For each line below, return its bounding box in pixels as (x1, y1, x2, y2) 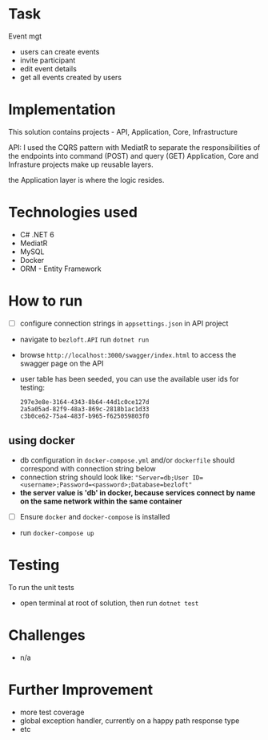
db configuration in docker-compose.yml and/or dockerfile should (19, 455, 235, 465)
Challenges (8, 626, 86, 644)
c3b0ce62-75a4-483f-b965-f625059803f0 (19, 412, 150, 420)
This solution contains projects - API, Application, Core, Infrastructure (8, 127, 238, 136)
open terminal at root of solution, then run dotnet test (19, 598, 199, 608)
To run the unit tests (8, 582, 74, 592)
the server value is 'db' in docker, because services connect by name (19, 487, 256, 497)
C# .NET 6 (19, 229, 54, 239)
